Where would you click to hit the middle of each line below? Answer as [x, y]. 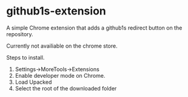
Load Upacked [33, 82]
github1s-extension [56, 11]
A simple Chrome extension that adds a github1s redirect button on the [94, 28]
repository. [20, 34]
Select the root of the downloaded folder [66, 88]
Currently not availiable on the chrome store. [62, 46]
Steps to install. [25, 57]
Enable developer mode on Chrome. [60, 75]
